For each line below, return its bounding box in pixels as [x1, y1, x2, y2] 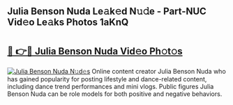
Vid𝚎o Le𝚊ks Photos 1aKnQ [7, 17, 129, 29]
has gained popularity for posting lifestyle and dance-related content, [7, 75, 207, 83]
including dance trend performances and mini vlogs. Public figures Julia [7, 83, 214, 90]
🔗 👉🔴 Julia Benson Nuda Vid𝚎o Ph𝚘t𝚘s [7, 45, 183, 57]
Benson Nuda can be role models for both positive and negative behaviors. [7, 90, 223, 98]
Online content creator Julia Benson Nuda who [91, 67, 227, 75]
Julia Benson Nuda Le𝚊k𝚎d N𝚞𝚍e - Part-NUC [7, 6, 207, 17]
